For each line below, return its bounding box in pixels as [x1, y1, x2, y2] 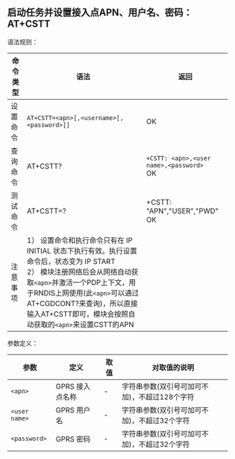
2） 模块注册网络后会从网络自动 [27, 267, 131, 277]
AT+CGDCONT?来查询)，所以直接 [27, 298, 138, 308]
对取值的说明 [151, 362, 194, 372]
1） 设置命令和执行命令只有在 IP [27, 235, 133, 245]
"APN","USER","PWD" [146, 206, 219, 215]
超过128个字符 [145, 392, 194, 401]
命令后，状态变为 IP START [27, 256, 115, 266]
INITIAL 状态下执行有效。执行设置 [27, 246, 138, 255]
